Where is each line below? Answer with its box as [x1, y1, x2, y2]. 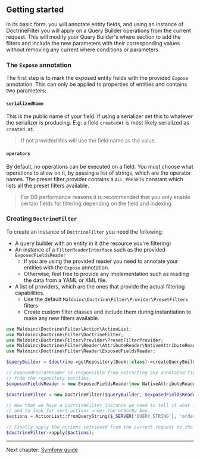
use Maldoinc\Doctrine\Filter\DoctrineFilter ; [6, 331, 124, 337]
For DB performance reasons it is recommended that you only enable [20, 193, 190, 200]
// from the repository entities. [6, 375, 92, 381]
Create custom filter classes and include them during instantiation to [23, 308, 192, 315]
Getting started [6, 5, 64, 15]
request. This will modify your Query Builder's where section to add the [6, 33, 181, 41]
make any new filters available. [23, 314, 99, 321]
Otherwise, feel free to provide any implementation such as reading [23, 270, 189, 277]
